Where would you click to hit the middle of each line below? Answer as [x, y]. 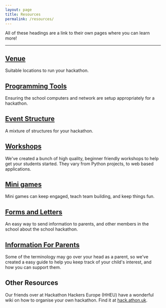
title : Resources [23, 14]
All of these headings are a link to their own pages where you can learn [78, 33]
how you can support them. [33, 267]
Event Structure [30, 119]
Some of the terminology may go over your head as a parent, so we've [77, 257]
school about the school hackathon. [41, 229]
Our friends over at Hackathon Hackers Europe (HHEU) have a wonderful [80, 295]
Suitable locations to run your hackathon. [47, 70]
